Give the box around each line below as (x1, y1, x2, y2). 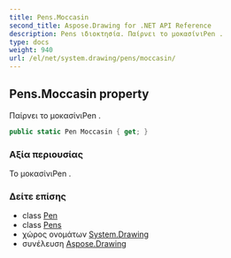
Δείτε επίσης (9, 190, 66, 202)
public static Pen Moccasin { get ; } (9, 127, 149, 136)
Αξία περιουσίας (9, 148, 84, 160)
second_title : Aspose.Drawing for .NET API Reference (9, 21, 212, 30)
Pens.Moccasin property (9, 87, 150, 102)
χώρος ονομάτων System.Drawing (21, 229, 149, 239)
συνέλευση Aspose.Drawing (21, 239, 127, 249)
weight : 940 (9, 46, 53, 55)
